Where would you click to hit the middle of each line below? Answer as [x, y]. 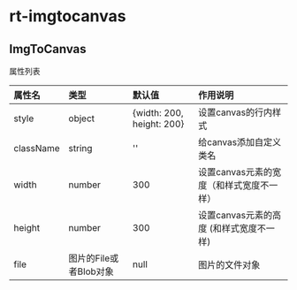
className [37, 148]
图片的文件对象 [229, 265]
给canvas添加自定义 [240, 142]
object [82, 118]
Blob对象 [96, 271]
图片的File [89, 258]
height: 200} [158, 124]
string [80, 148]
